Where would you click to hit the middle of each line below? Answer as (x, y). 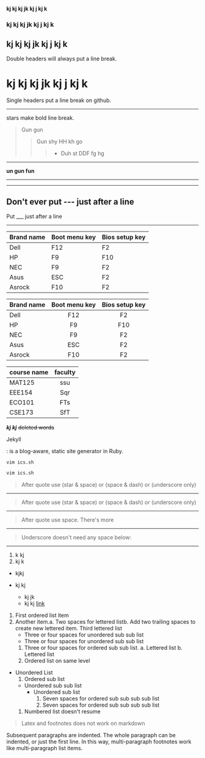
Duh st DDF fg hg (83, 153)
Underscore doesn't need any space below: (76, 537)
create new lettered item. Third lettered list (69, 628)
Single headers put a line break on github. (59, 100)
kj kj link (34, 603)
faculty (65, 373)
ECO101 (22, 403)
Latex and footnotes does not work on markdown (83, 723)
